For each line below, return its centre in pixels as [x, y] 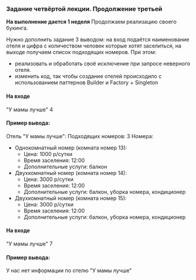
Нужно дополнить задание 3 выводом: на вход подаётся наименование [98, 40]
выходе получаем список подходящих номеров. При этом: [81, 52]
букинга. [17, 28]
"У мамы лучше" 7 [29, 244]
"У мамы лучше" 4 [30, 109]
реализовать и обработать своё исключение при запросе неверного [102, 63]
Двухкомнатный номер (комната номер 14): [71, 173]
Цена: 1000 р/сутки [48, 154]
